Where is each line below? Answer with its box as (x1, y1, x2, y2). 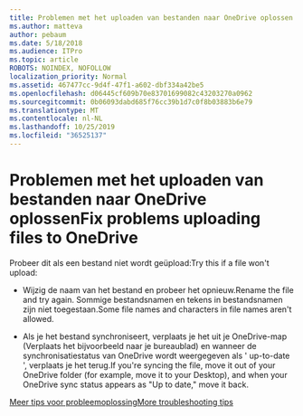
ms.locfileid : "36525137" (9, 131, 107, 140)
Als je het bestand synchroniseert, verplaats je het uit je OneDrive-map (22, 331, 288, 342)
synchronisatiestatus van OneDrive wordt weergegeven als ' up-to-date (22, 350, 290, 361)
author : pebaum (9, 30, 67, 39)
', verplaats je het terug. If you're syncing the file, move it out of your (22, 359, 276, 371)
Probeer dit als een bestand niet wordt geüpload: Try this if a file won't (9, 257, 270, 268)
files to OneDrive (9, 228, 138, 249)
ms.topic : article (9, 55, 79, 64)
